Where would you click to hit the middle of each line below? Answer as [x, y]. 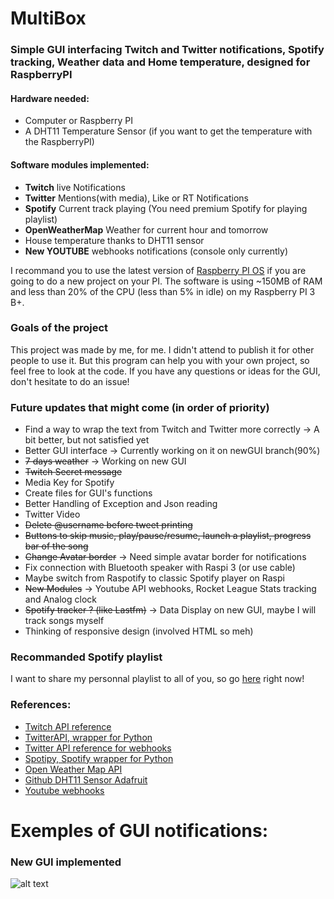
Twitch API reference [68, 726]
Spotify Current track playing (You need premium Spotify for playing [166, 208]
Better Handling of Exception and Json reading [121, 504]
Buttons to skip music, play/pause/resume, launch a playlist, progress [168, 536]
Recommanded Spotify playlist [86, 657]
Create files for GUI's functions [88, 493]
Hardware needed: [50, 98]
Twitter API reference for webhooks [98, 748]
